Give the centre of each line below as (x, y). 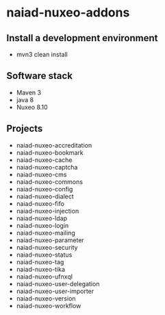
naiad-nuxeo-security (47, 247)
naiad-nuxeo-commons (50, 182)
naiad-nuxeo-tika (41, 269)
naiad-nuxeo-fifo (40, 203)
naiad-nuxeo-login (42, 225)
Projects (25, 129)
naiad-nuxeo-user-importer (55, 291)
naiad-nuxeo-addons (68, 13)
